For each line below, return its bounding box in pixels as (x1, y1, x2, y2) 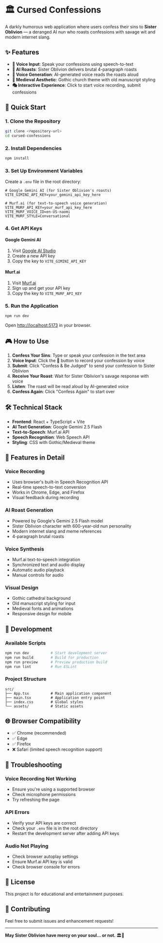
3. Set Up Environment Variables (5, 167, 83, 174)
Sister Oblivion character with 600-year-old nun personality (12, 523, 132, 529)
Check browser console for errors (12, 864, 80, 869)
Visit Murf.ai (12, 280, 36, 286)
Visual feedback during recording (12, 495, 79, 500)
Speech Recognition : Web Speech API (12, 434, 90, 440)
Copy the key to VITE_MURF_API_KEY (12, 290, 82, 296)
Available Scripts (5, 639, 46, 646)
